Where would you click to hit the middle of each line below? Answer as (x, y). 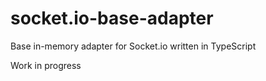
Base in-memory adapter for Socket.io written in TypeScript (133, 46)
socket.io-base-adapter (112, 18)
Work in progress (46, 65)
